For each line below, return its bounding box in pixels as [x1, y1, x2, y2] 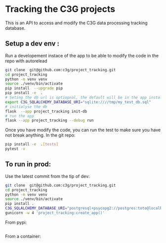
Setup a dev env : [5, 40, 60, 48]
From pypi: [5, 219, 27, 225]
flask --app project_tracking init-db [5, 109, 87, 114]
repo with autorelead [5, 58, 48, 64]
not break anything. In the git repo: [5, 132, 76, 138]
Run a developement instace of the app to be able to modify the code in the [5, 52, 159, 58]
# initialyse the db [5, 104, 48, 109]
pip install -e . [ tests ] [5, 142, 58, 147]
